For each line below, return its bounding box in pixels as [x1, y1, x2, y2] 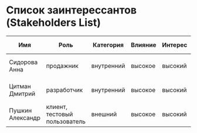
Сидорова [9, 58, 38, 66]
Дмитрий [9, 89, 36, 97]
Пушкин [9, 106, 32, 114]
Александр [9, 114, 41, 122]
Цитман [9, 82, 31, 90]
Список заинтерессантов [6, 4, 137, 17]
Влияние [131, 40, 157, 49]
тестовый [46, 110, 73, 118]
